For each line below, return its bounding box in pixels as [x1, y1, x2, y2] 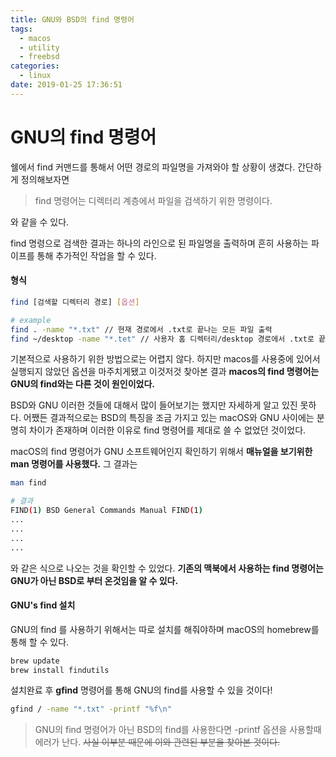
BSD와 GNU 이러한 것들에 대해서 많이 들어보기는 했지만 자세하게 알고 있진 [10, 399, 298, 411]
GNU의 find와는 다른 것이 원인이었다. [10, 378, 155, 390]
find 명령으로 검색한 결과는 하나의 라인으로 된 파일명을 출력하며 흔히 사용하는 [10, 237, 309, 249]
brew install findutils [10, 665, 110, 675]
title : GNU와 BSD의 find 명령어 [10, 14, 135, 25]
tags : [10, 24, 33, 34]
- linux [19, 71, 52, 81]
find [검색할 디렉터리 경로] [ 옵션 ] [10, 297, 140, 307]
